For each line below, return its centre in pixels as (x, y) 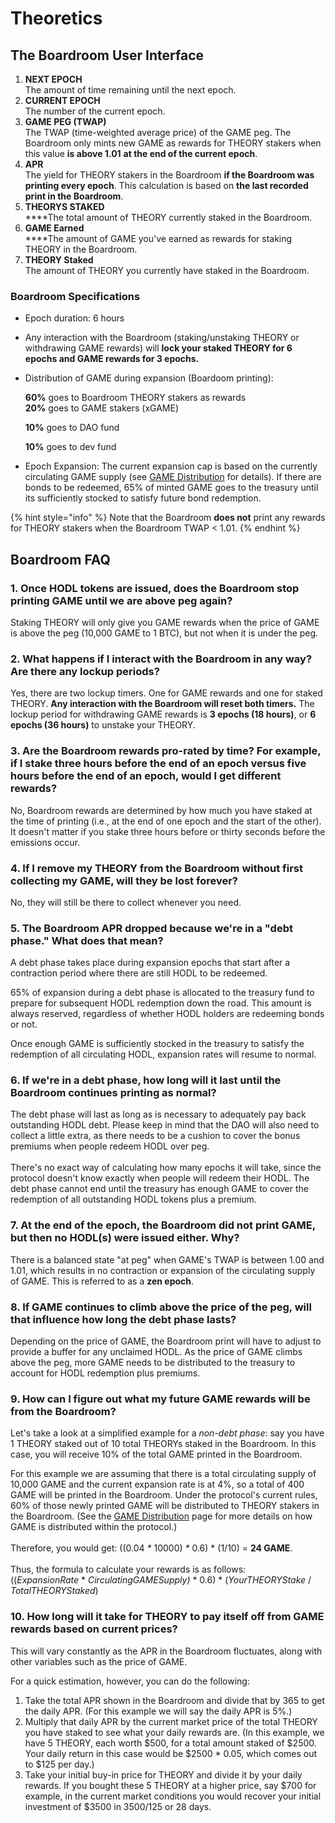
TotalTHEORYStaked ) (54, 1591)
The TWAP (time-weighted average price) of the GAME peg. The (158, 132)
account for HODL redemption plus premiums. (105, 1373)
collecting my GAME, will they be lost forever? (124, 880)
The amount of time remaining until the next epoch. (130, 90)
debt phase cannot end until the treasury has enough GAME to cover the (160, 1189)
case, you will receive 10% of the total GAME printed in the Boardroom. (156, 1454)
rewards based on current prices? (94, 1629)
